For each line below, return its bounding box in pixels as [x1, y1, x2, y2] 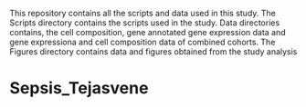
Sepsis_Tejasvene [9, 78, 149, 99]
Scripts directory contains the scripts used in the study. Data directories [9, 17, 280, 28]
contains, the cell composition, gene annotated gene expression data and [9, 27, 286, 37]
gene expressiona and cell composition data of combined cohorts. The [9, 36, 276, 47]
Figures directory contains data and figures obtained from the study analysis [9, 46, 298, 57]
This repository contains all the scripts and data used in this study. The [9, 8, 276, 18]
